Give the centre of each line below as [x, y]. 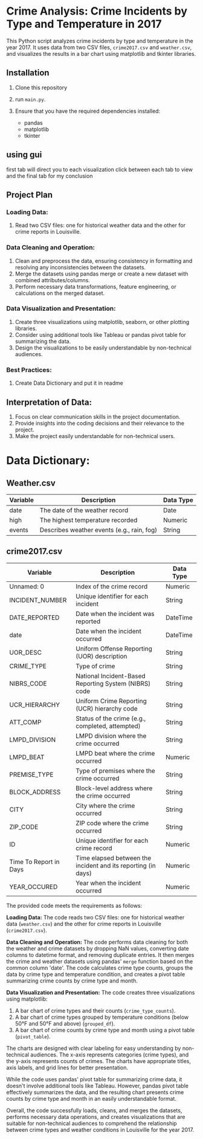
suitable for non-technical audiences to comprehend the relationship [92, 1123]
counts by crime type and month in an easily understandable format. [92, 1098]
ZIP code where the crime [112, 823]
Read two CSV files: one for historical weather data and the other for [100, 225]
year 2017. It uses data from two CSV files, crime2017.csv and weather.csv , [99, 47]
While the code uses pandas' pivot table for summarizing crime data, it [94, 1079]
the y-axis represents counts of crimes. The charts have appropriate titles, [99, 1061]
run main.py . [30, 99]
